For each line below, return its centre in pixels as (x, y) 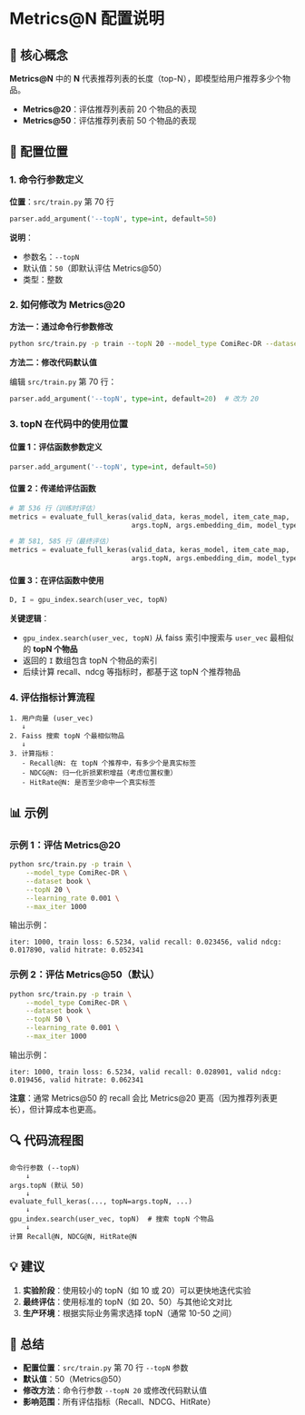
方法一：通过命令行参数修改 (61, 326)
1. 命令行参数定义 (47, 180)
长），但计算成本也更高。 (55, 1109)
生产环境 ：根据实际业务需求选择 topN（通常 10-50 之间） (129, 1312)
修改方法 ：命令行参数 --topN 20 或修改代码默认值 (115, 1390)
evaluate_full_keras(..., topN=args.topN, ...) (101, 1201)
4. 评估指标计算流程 (52, 698)
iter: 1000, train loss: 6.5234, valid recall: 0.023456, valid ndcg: (146, 942)
